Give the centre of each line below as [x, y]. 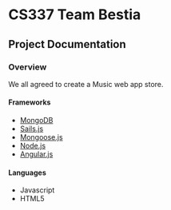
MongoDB [36, 121]
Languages [27, 172]
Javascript [37, 190]
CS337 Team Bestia [75, 15]
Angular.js [36, 154]
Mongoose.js [41, 137]
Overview [28, 67]
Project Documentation [67, 44]
